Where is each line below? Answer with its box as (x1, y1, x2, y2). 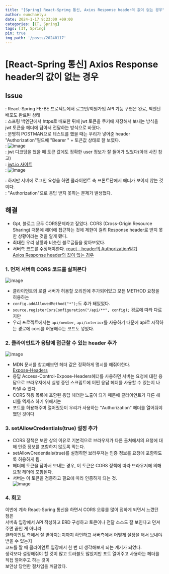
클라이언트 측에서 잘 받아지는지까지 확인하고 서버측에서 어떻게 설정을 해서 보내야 (5, 532, 162, 538)
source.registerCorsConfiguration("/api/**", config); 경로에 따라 (12, 307, 153, 313)
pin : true (5, 31, 26, 36)
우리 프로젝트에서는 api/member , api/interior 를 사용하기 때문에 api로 (12, 319, 150, 325)
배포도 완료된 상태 (5, 112, 40, 118)
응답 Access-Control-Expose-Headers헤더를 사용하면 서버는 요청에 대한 (12, 373, 157, 379)
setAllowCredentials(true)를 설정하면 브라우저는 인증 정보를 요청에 (12, 450, 145, 456)
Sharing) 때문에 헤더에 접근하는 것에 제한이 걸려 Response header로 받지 (12, 227, 158, 233)
